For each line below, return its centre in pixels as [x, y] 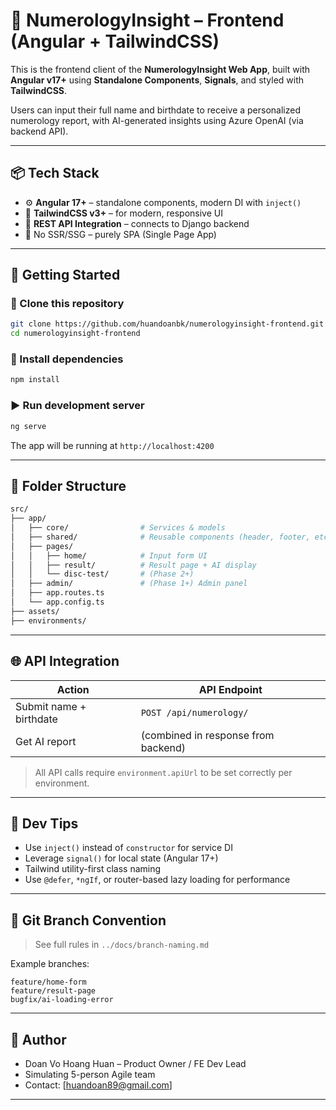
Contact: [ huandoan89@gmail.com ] [98, 1085]
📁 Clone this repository [67, 304]
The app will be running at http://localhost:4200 [112, 445]
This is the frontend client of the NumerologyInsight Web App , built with [160, 69]
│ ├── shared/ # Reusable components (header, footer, [160, 537]
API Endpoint [230, 689]
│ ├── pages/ [42, 546]
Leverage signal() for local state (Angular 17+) [121, 858]
